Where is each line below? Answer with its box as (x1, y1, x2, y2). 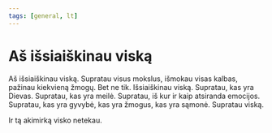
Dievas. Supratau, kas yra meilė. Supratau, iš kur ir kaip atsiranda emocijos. (8, 91, 261, 101)
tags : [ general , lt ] (8, 11, 79, 20)
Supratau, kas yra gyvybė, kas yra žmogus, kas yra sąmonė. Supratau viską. (8, 99, 264, 109)
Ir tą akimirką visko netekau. (8, 115, 103, 125)
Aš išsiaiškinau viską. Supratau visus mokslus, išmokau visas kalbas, (8, 74, 238, 84)
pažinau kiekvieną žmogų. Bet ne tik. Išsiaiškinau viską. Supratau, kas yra (8, 82, 254, 92)
